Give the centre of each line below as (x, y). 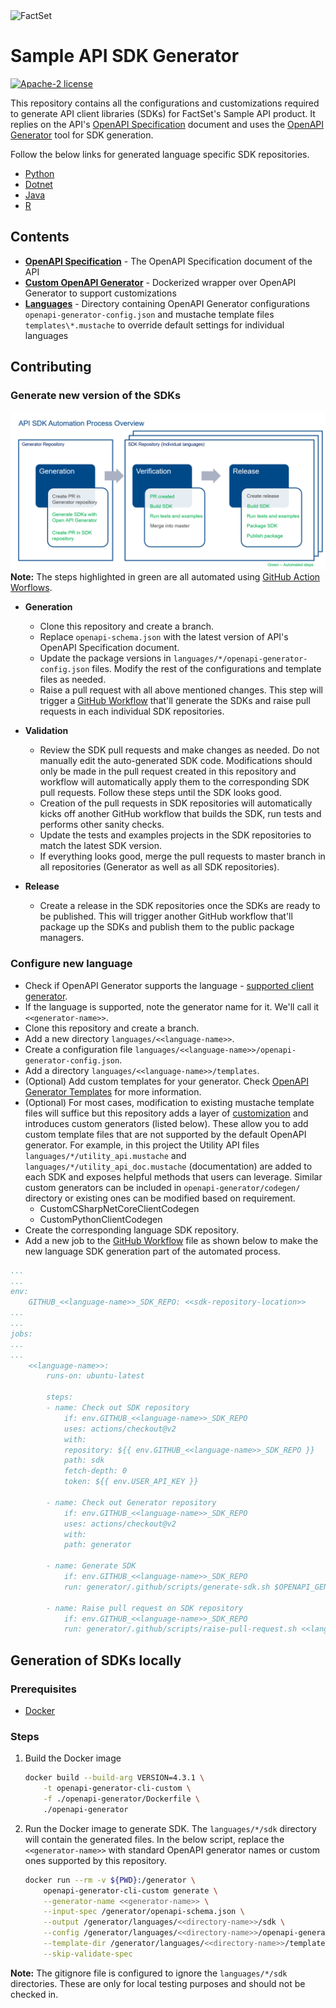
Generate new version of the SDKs (96, 396)
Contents (40, 237)
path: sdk (84, 1460)
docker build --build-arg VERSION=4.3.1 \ (114, 1778)
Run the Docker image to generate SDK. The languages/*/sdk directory (170, 1828)
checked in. (34, 1994)
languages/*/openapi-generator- (240, 659)
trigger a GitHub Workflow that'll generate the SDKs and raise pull (175, 701)
